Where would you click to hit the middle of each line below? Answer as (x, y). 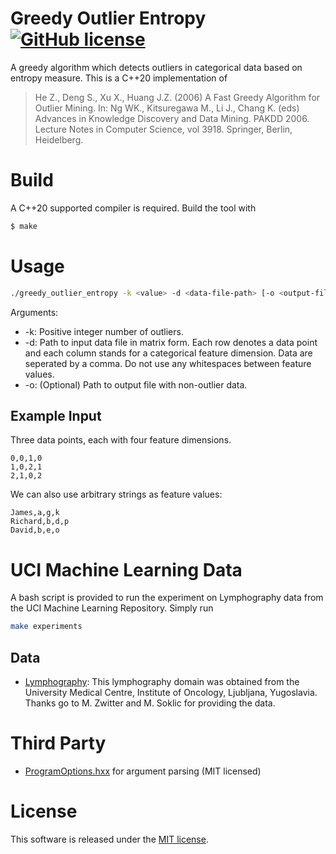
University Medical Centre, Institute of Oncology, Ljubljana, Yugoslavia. (171, 692)
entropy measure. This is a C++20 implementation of (119, 78)
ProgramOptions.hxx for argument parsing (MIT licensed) (143, 771)
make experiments (46, 627)
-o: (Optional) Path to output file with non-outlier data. (136, 384)
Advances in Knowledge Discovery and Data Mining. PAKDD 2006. (172, 118)
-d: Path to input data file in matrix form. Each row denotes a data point (171, 342)
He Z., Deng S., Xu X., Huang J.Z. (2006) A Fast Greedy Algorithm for (177, 97)
